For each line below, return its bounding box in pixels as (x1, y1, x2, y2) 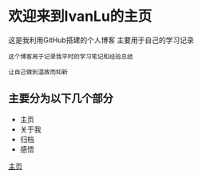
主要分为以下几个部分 (8, 92, 113, 105)
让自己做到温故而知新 (8, 68, 68, 76)
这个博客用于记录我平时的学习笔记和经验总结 (8, 53, 133, 61)
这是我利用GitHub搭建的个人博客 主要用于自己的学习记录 (8, 35, 194, 45)
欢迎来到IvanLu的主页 (8, 7, 152, 26)
